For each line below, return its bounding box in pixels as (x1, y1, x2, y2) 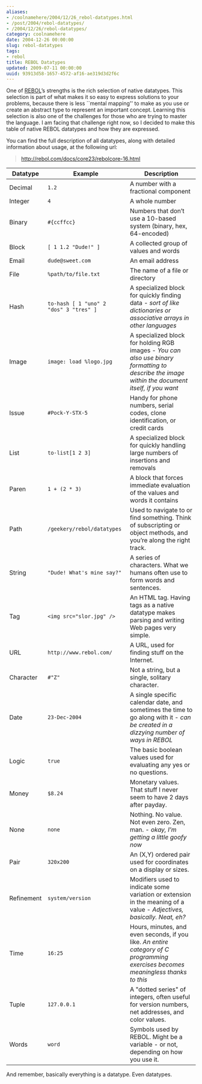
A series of (130, 553, 161, 562)
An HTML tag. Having (130, 593, 191, 602)
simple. (130, 631, 150, 640)
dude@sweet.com (47, 257, 91, 264)
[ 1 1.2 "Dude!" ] (47, 244, 100, 251)
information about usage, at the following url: (6, 143, 118, 151)
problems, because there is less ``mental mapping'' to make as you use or (6, 100, 189, 107)
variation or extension (130, 890, 191, 899)
